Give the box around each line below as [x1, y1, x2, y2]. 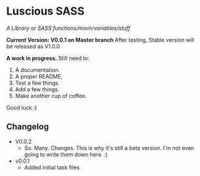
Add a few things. [15, 85, 60, 93]
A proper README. [15, 72, 63, 80]
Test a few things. [15, 79, 60, 86]
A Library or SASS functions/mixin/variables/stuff [6, 24, 131, 32]
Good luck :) [6, 104, 38, 111]
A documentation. [15, 66, 60, 74]
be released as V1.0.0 [6, 43, 60, 50]
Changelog [6, 122, 49, 132]
